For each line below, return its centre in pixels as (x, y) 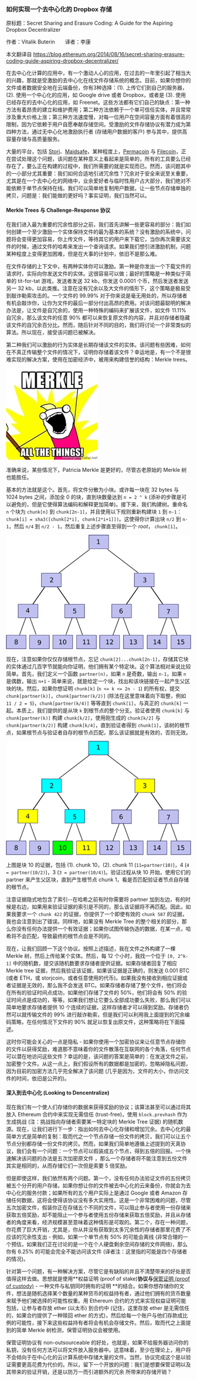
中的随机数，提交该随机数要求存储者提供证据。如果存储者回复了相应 (95, 963)
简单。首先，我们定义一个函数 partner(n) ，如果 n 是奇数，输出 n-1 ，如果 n (96, 674)
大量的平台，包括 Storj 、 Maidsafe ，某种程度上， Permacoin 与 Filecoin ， (94, 151)
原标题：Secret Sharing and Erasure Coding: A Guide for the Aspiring (89, 23)
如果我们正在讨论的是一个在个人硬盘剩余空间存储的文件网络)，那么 (107, 1244)
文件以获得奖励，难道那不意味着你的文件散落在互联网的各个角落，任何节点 (101, 1049)
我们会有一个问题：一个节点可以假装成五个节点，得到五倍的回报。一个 (101, 1151)
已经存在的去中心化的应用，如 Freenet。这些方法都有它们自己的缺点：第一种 (98, 102)
